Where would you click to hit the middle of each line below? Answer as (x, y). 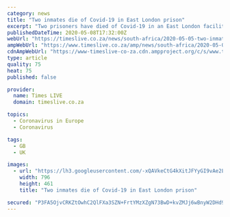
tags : (15, 140)
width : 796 (35, 178)
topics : (18, 115)
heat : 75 (20, 71)
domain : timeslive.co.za (49, 102)
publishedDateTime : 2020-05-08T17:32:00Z (67, 33)
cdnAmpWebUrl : (27, 52)
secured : (20, 203)
